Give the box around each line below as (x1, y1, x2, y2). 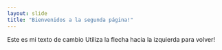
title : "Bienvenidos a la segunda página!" (7, 16, 134, 23)
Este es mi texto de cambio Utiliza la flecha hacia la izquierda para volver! (7, 35, 215, 43)
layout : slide (7, 10, 48, 17)
